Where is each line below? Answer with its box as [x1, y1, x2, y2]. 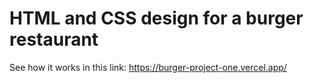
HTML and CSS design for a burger [9, 7, 304, 30]
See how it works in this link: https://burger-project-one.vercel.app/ [9, 61, 287, 73]
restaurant [9, 28, 99, 51]
